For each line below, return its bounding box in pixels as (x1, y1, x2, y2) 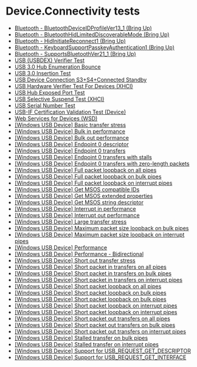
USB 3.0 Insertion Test (14, 69, 71, 77)
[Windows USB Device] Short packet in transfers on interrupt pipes (14, 276, 183, 283)
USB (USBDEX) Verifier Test (14, 57, 85, 64)
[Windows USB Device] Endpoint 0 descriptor (14, 140, 129, 148)
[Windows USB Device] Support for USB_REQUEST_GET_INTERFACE (14, 354, 187, 361)
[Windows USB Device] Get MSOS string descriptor (14, 199, 144, 206)
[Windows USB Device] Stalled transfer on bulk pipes (14, 334, 148, 341)
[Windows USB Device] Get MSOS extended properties (14, 192, 153, 199)
